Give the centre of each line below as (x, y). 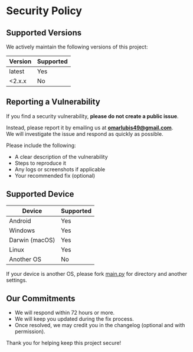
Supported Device (40, 194)
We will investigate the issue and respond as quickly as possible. (85, 133)
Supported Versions (44, 33)
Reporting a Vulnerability (53, 102)
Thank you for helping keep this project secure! (64, 343)
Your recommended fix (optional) (55, 175)
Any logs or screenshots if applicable (60, 169)
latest (17, 71)
